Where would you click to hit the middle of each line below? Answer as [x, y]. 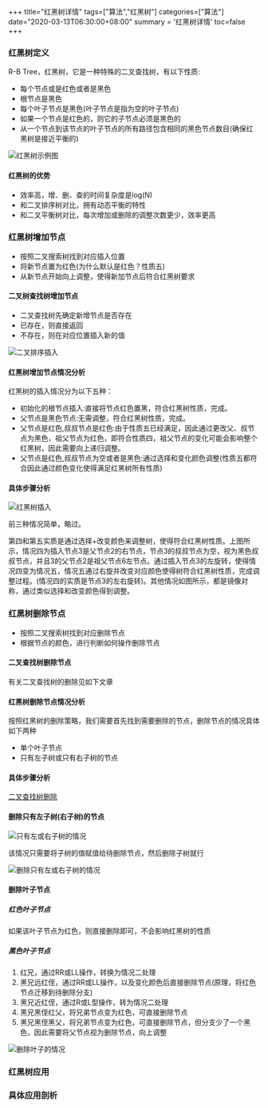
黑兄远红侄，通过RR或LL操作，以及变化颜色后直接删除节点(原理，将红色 [138, 983]
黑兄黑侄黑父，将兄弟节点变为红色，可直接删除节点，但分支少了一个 [132, 1023]
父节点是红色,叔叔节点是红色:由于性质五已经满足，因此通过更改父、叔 [134, 428]
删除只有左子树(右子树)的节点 [57, 816]
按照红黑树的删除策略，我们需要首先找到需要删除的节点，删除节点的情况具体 [134, 721]
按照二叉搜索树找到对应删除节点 [72, 633]
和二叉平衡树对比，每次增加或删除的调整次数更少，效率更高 [118, 215]
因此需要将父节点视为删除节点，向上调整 [100, 1032]
